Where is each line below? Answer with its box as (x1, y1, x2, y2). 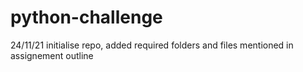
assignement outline (10, 49, 94, 61)
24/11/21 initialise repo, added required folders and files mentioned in (10, 39, 294, 51)
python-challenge (10, 6, 163, 29)
